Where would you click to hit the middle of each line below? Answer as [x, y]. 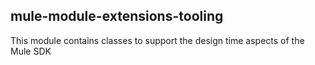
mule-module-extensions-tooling [117, 16]
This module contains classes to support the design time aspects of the [157, 40]
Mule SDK [31, 51]
